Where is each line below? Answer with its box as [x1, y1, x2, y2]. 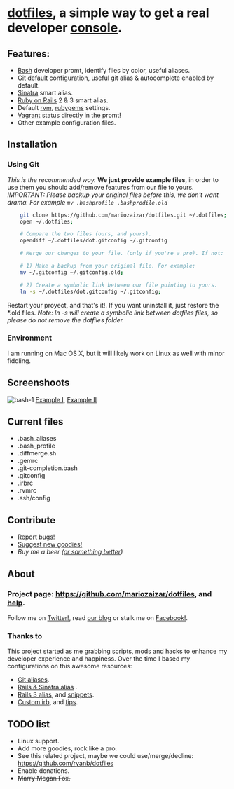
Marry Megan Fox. [17, 774, 71, 783]
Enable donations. [17, 767, 70, 775]
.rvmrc [17, 486, 37, 495]
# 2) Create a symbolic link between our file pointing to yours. [20, 282, 218, 289]
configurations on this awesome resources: [7, 662, 132, 671]
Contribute [7, 514, 56, 526]
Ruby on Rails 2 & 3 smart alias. [17, 96, 109, 104]
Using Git [7, 160, 40, 170]
